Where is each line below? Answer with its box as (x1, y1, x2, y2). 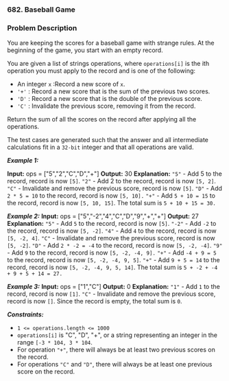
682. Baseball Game (7, 5, 75, 14)
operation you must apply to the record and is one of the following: (7, 67, 196, 75)
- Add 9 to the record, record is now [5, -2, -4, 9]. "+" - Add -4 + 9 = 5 (7, 249, 217, 257)
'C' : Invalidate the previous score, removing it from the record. (16, 102, 196, 111)
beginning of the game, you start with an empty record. (7, 46, 163, 54)
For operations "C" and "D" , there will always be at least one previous (16, 360, 213, 369)
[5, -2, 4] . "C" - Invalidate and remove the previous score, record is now (7, 234, 215, 242)
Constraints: (7, 310, 44, 319)
